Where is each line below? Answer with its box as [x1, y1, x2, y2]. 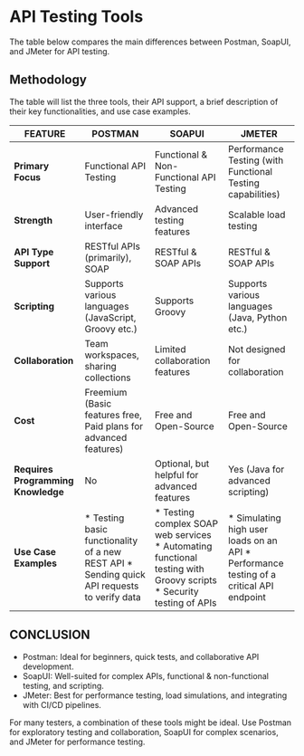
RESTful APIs [84, 240, 140, 253]
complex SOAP [154, 517, 219, 530]
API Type [14, 245, 54, 258]
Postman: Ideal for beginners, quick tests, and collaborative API [22, 651, 260, 662]
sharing [84, 359, 118, 372]
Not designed [227, 342, 286, 355]
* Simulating [227, 512, 282, 524]
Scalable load [227, 208, 286, 221]
